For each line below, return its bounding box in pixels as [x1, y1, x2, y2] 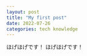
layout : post [6, 9, 40, 15]
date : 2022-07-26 [6, 20, 51, 26]
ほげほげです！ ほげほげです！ [6, 43, 83, 51]
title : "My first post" [6, 15, 67, 21]
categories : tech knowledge [6, 26, 78, 32]
